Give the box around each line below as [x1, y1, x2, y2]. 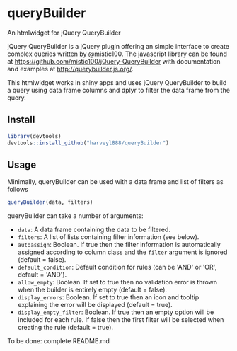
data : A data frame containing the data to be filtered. [17, 225, 171, 234]
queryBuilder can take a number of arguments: [7, 212, 144, 220]
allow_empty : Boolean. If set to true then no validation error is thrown [17, 278, 218, 287]
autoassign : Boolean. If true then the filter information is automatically [17, 241, 221, 249]
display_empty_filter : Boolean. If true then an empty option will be [17, 308, 214, 316]
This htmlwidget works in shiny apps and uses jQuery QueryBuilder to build [7, 78, 227, 86]
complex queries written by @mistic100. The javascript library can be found [7, 50, 228, 58]
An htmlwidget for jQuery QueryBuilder [7, 28, 122, 37]
